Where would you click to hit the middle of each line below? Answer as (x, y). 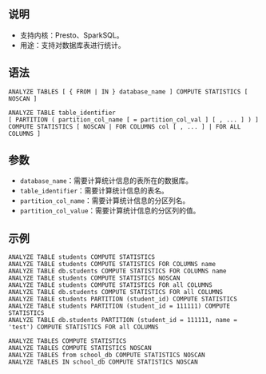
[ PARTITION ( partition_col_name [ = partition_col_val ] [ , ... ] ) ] (134, 119)
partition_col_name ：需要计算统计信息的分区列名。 (105, 201)
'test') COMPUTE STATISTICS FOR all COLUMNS (83, 327)
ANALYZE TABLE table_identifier (62, 113)
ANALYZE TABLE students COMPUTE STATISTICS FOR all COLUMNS (111, 285)
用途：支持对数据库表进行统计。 (72, 45)
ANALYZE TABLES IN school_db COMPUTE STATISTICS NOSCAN (103, 362)
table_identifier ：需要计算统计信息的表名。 (94, 191)
